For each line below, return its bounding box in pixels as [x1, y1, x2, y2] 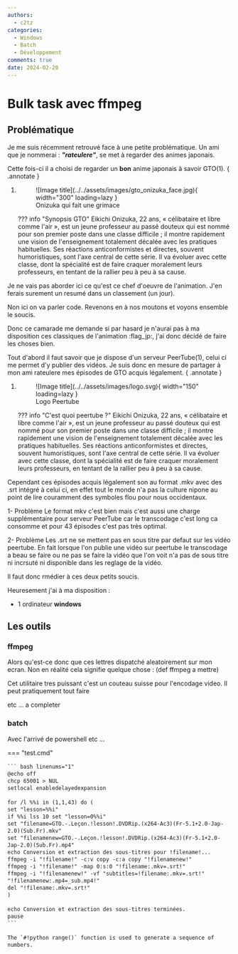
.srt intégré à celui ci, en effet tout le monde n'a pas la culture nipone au [7, 485, 218, 494]
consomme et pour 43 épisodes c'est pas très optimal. [7, 522, 168, 530]
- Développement [13, 49, 62, 56]
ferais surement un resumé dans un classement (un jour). [7, 289, 175, 297]
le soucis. [7, 310, 36, 318]
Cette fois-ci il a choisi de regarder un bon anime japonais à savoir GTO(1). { [7, 164, 229, 172]
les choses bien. [7, 339, 55, 348]
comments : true [7, 57, 53, 64]
